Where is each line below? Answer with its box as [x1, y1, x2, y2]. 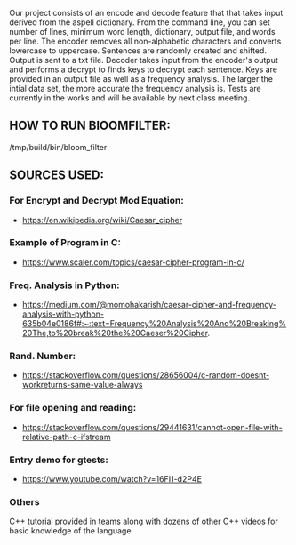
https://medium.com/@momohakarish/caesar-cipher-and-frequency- [21, 300, 277, 310]
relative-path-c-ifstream [21, 431, 111, 442]
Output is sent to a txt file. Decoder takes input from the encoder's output [9, 55, 278, 65]
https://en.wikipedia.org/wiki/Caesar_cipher [21, 214, 183, 225]
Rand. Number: [9, 350, 76, 363]
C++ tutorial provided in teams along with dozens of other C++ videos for [9, 516, 278, 527]
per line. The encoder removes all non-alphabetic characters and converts [9, 36, 282, 46]
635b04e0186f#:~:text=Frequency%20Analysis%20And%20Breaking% [21, 318, 287, 329]
